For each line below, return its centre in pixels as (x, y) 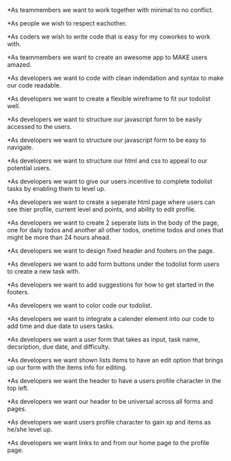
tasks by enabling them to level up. (57, 188)
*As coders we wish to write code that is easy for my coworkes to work (109, 37)
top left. (18, 388)
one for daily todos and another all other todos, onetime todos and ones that (115, 230)
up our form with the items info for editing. (67, 367)
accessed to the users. (40, 126)
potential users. (29, 168)
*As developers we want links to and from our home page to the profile (108, 443)
